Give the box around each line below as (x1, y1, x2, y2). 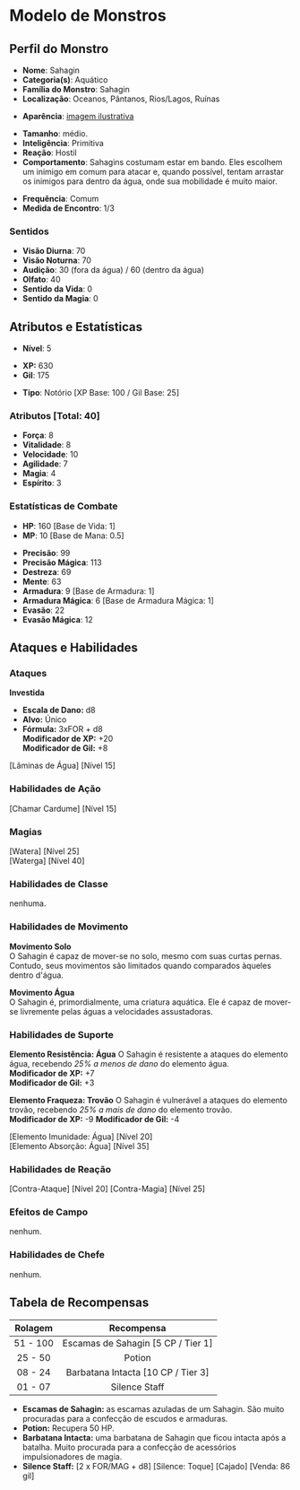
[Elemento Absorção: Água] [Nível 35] (9, 1140, 150, 1151)
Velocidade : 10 (21, 449, 79, 460)
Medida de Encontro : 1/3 (21, 203, 115, 213)
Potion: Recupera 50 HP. (21, 1423, 115, 1433)
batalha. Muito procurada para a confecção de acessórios (21, 1442, 237, 1452)
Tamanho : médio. (21, 128, 88, 139)
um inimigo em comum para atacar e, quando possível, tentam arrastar (21, 167, 285, 177)
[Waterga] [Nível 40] (9, 855, 85, 866)
